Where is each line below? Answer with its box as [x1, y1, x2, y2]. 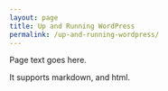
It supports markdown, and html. [9, 72, 131, 83]
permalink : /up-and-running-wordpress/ [9, 30, 160, 39]
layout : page [9, 13, 59, 23]
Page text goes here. [9, 55, 88, 66]
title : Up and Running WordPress [9, 22, 135, 31]
